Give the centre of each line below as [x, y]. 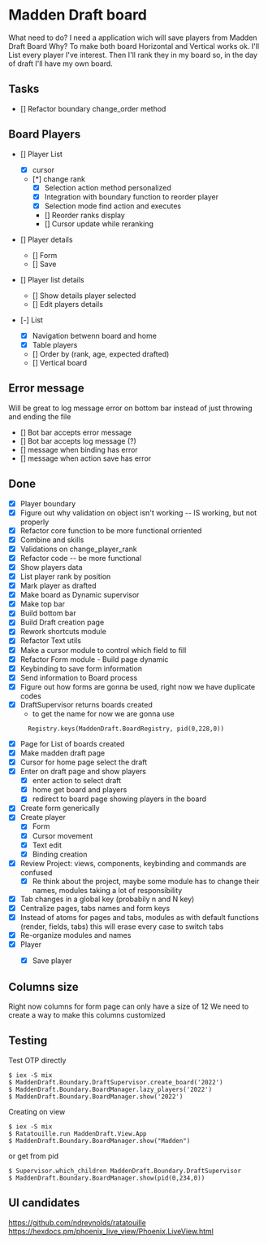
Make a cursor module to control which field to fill [103, 650]
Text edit [47, 845]
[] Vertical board [60, 362]
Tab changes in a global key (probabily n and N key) [107, 899]
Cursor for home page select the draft [84, 762]
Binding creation [60, 854]
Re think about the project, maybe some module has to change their [146, 881]
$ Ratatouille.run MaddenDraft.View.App [78, 1133]
